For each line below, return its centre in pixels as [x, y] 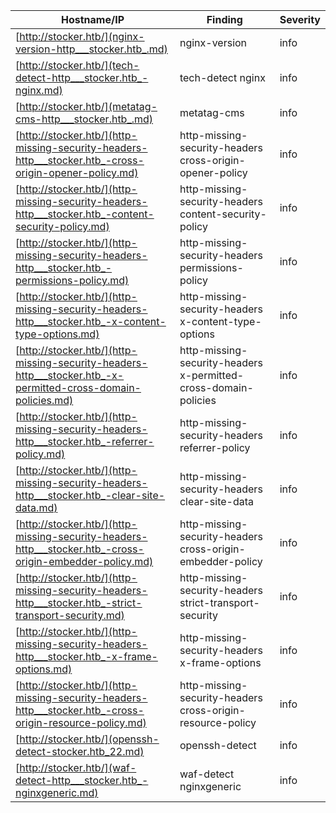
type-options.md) [57, 334]
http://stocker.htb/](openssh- [89, 739]
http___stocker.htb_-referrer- [85, 441]
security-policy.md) [62, 226]
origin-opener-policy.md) [77, 172]
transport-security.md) [70, 615]
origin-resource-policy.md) [81, 722]
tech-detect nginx [222, 77]
